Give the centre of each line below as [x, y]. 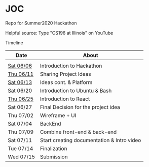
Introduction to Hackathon [71, 66]
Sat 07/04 [20, 124]
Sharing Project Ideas [65, 74]
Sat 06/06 [20, 66]
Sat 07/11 [20, 140]
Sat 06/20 [20, 91]
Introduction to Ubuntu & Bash [76, 91]
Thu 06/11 [21, 74]
